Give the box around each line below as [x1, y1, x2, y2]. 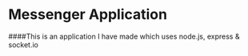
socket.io [8, 39, 38, 49]
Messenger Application [8, 6, 168, 24]
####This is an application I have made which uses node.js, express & [8, 32, 240, 41]
